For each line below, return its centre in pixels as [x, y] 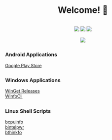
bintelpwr [15, 127]
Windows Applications [33, 80]
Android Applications [31, 55]
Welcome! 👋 [83, 10]
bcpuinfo [14, 122]
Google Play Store [23, 65]
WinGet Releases [23, 91]
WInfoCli [14, 96]
